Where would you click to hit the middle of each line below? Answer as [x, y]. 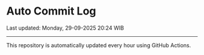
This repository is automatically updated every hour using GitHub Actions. [99, 45]
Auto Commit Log [51, 11]
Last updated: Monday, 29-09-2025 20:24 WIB [65, 28]
